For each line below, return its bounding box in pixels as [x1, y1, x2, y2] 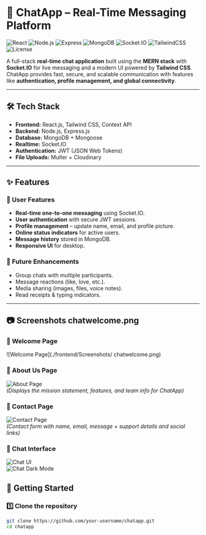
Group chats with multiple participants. [15, 271, 113, 279]
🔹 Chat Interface [6, 444, 56, 453]
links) [6, 429, 20, 437]
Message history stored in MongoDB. [15, 236, 112, 243]
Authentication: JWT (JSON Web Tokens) [15, 147, 123, 154]
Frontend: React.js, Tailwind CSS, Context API [15, 121, 132, 128]
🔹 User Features [6, 196, 55, 204]
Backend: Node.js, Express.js [15, 127, 90, 135]
